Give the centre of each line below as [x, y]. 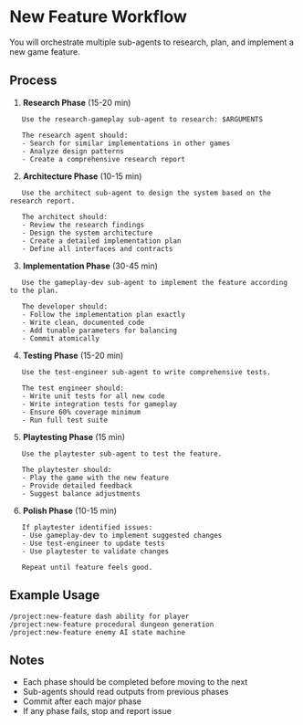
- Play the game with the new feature [95, 478]
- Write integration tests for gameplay [99, 404]
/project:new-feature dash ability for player [99, 616]
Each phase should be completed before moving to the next [135, 682]
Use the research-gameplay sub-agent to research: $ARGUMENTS [142, 119]
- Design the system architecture [87, 233]
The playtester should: [67, 469]
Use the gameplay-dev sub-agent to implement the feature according [154, 282]
